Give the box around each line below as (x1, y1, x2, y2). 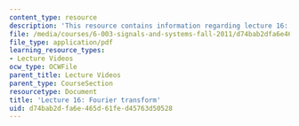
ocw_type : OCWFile (9, 63, 77, 72)
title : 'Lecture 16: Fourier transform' (9, 95, 162, 105)
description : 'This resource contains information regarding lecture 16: (9, 21, 289, 30)
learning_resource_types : (9, 46, 105, 55)
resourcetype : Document (9, 87, 98, 96)
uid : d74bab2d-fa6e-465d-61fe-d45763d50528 (9, 104, 174, 113)
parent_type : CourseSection (9, 79, 114, 88)
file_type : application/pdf (9, 37, 114, 47)
